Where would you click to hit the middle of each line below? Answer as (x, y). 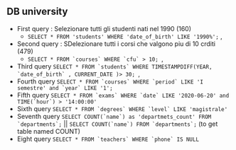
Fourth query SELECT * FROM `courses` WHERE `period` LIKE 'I (110, 81)
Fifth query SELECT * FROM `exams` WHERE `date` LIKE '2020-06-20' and (123, 95)
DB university (37, 12)
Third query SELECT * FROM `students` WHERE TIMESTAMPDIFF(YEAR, (114, 66)
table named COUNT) (49, 131)
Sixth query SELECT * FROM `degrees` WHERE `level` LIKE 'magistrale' (122, 108)
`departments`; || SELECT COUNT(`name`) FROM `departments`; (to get (117, 124)
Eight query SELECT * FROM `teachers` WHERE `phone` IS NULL (108, 139)
